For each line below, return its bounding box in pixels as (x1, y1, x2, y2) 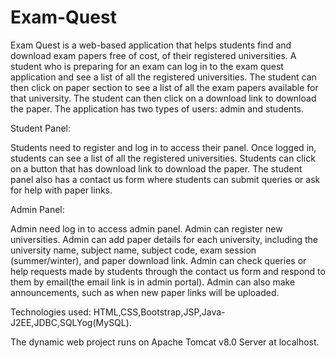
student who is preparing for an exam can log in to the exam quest (10, 60, 284, 72)
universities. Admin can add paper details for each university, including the (10, 233, 319, 245)
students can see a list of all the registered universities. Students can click (10, 152, 316, 164)
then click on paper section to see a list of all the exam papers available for (10, 81, 319, 93)
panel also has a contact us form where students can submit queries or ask (10, 173, 321, 185)
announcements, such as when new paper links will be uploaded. (10, 286, 280, 298)
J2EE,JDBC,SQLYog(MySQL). (10, 316, 132, 328)
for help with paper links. (10, 184, 113, 196)
